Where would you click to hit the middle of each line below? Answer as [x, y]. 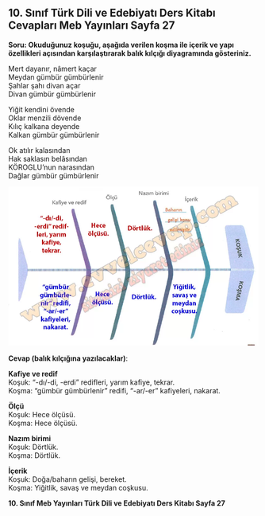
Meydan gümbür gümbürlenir [56, 77]
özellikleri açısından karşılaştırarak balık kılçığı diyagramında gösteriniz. [130, 53]
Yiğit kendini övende [42, 109]
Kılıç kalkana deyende [44, 126]
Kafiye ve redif [33, 373]
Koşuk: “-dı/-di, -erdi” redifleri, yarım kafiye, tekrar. [92, 382]
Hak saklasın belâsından [48, 158]
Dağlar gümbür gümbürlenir [54, 175]
